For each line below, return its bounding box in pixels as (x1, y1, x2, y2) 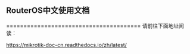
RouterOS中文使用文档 (6, 5, 90, 16)
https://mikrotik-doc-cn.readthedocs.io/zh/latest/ (6, 41, 127, 48)
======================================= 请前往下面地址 (6, 22, 179, 29)
